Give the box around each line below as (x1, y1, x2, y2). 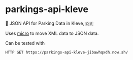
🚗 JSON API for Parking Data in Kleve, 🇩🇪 (5, 20, 94, 26)
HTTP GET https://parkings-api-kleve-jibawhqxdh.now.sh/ (5, 49, 128, 55)
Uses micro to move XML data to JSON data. (5, 30, 99, 36)
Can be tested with (5, 40, 45, 46)
